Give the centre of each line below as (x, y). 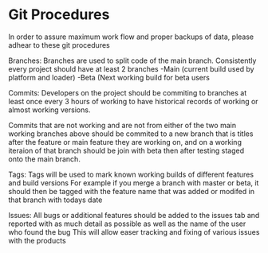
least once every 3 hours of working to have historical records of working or (133, 101)
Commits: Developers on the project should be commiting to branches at (128, 92)
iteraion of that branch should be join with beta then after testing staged (126, 150)
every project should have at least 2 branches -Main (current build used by (131, 68)
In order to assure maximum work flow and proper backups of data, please (131, 37)
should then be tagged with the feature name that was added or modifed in (132, 191)
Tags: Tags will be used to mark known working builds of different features (131, 174)
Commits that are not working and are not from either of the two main (122, 125)
